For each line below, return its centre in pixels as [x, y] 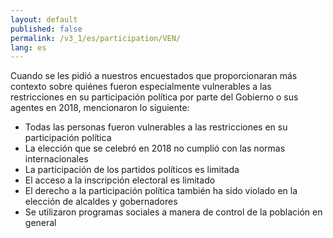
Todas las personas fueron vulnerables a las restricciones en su [156, 127]
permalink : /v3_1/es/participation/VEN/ [96, 38]
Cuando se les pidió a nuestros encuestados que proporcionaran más [154, 76]
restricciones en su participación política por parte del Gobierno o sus [154, 97]
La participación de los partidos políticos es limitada [132, 170]
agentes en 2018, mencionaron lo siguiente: [100, 108]
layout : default [44, 19]
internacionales [56, 159]
